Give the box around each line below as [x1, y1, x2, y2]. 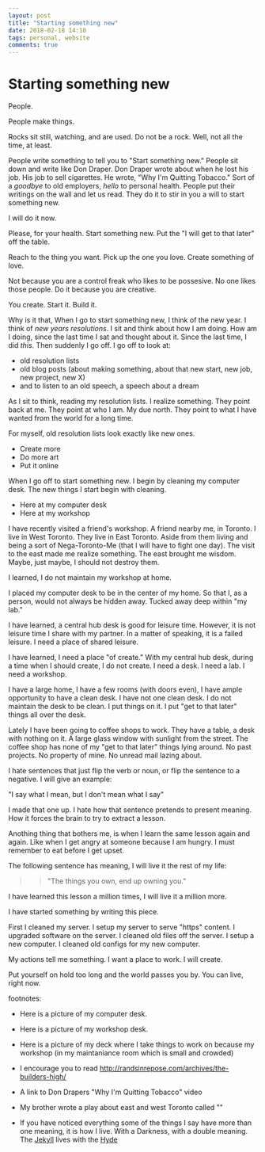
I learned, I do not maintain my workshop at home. [8, 573, 172, 582]
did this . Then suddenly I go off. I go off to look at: [8, 341, 172, 350]
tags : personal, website [8, 33, 90, 42]
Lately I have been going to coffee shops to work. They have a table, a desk [8, 726, 256, 735]
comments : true [8, 41, 59, 49]
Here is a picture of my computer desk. [19, 1009, 148, 1019]
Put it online [19, 461, 59, 471]
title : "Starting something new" [8, 19, 119, 27]
